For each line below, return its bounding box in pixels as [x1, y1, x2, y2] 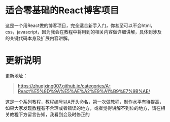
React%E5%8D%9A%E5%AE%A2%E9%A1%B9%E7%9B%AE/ [17, 88, 151, 94]
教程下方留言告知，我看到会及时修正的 [9, 111, 90, 117]
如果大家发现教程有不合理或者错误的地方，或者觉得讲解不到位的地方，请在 [5, 105, 161, 111]
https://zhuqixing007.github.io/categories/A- [17, 82, 111, 89]
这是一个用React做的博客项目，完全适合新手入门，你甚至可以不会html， [5, 22, 156, 28]
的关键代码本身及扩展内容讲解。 [5, 35, 72, 41]
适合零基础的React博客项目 [5, 5, 119, 16]
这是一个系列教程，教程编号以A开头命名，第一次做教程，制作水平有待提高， [5, 99, 164, 105]
